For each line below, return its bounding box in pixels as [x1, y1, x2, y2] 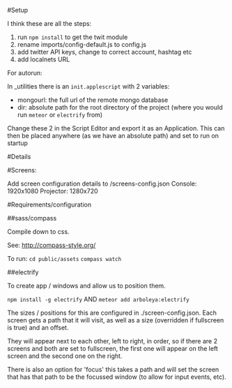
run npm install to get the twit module [17, 33, 128, 41]
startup [7, 139, 28, 147]
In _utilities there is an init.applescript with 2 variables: [7, 82, 170, 90]
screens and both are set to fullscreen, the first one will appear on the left [7, 345, 218, 352]
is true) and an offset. [7, 324, 69, 331]
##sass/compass [7, 214, 57, 222]
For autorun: [7, 69, 43, 77]
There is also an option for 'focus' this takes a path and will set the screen [7, 366, 219, 373]
